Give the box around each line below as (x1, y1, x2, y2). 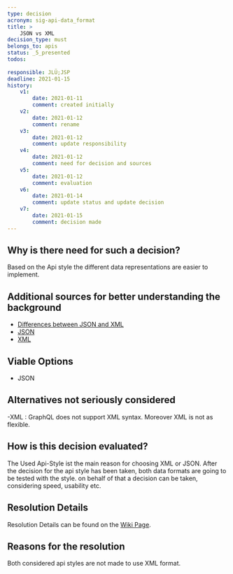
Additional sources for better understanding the (7, 290, 220, 302)
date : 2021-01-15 (32, 212, 83, 219)
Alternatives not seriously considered (7, 394, 176, 406)
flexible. (7, 420, 30, 428)
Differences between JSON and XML (17, 320, 124, 329)
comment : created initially (32, 101, 114, 108)
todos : (7, 56, 27, 63)
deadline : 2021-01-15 (7, 75, 71, 83)
